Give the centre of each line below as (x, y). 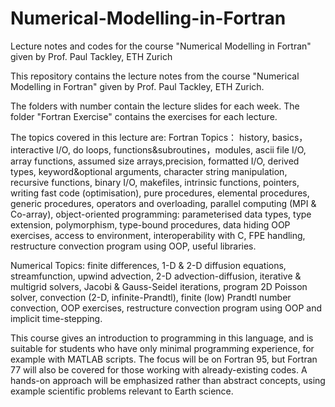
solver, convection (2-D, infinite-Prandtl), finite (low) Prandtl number (151, 297)
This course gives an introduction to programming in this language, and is (162, 338)
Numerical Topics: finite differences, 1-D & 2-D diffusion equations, (148, 265)
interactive (32, 149)
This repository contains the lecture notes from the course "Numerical (155, 76)
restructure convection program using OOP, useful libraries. (133, 246)
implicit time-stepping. (56, 318)
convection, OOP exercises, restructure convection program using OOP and (166, 308)
